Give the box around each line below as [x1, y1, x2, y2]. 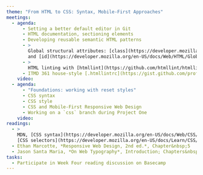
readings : [6, 121, 31, 127]
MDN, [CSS [17, 132, 42, 138]
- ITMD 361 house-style [22, 70, 83, 76]
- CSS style [22, 98, 53, 104]
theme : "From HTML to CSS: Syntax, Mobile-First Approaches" [6, 8, 164, 15]
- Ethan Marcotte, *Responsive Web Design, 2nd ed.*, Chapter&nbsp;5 [11, 143, 190, 149]
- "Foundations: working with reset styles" [22, 87, 137, 93]
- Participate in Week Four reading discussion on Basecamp [11, 160, 166, 166]
